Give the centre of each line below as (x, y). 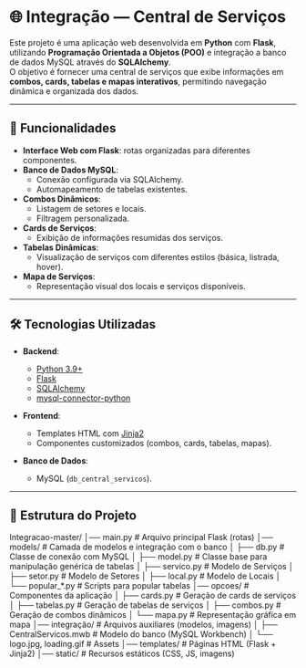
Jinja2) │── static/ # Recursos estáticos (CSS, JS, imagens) (122, 653)
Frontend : (41, 415)
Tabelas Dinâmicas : (61, 247)
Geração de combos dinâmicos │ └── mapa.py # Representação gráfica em (153, 615)
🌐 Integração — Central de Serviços (148, 17)
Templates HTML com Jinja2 (90, 433)
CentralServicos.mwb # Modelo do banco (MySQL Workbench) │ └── (141, 634)
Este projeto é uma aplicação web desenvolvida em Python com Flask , (143, 42)
